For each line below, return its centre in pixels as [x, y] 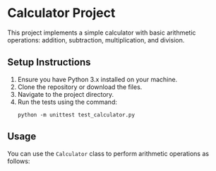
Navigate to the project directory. [66, 94]
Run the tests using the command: [67, 102]
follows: [19, 161]
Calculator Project [61, 13]
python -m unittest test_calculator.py [76, 114]
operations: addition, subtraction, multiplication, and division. [96, 40]
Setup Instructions [49, 63]
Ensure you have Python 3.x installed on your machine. [97, 79]
